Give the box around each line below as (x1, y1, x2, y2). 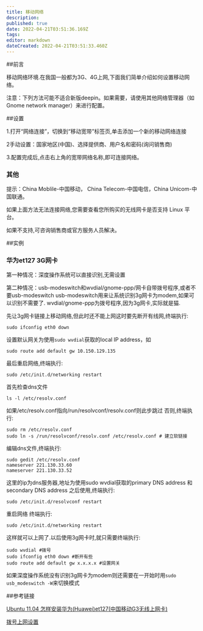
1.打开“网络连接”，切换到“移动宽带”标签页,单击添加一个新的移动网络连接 (6, 128, 187, 135)
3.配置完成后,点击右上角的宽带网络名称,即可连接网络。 (6, 153, 143, 160)
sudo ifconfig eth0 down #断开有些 (6, 553, 93, 560)
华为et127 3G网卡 (6, 256, 58, 265)
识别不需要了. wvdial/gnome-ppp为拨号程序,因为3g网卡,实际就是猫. (11, 300, 181, 307)
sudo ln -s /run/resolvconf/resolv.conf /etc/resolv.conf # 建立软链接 (6, 433, 188, 439)
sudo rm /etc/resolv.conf (6, 427, 72, 433)
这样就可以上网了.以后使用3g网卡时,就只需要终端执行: (6, 534, 141, 541)
